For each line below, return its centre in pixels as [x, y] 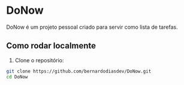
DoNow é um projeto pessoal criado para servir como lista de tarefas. [92, 27]
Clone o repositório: [39, 60]
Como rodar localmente [51, 46]
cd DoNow [17, 77]
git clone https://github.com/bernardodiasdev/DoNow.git [79, 71]
